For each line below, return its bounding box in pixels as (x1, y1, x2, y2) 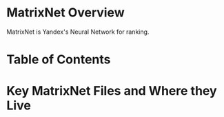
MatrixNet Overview (6, 5, 125, 21)
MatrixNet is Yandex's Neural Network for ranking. (6, 28, 150, 36)
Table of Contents (6, 52, 111, 67)
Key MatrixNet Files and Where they (6, 83, 218, 99)
